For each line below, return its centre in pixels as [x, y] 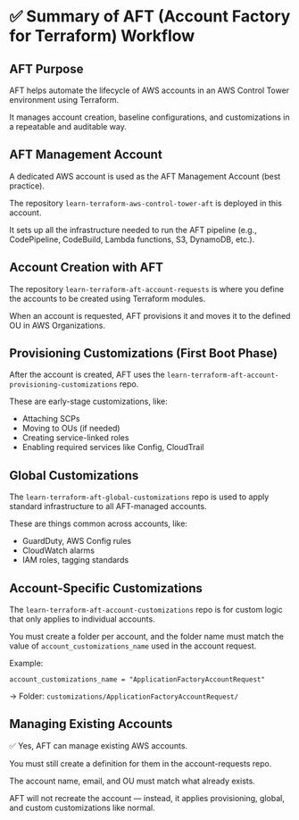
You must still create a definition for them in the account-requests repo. [141, 763]
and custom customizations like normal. [83, 807]
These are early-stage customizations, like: [88, 402]
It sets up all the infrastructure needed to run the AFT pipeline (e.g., [133, 230]
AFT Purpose [46, 69]
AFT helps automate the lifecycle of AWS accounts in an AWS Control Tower [149, 90]
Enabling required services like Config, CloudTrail [113, 448]
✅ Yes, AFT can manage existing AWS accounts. [99, 745]
